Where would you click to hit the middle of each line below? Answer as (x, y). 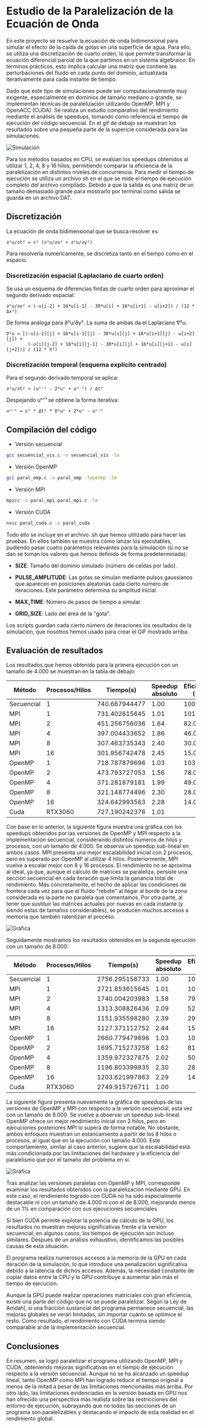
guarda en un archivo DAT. (39, 197)
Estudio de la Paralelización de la (90, 11)
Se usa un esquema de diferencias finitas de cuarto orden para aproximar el (100, 289)
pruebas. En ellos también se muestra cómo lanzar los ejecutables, (89, 541)
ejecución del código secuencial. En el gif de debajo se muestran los (91, 123)
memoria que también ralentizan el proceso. (61, 917)
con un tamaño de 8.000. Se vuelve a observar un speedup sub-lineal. (93, 1115)
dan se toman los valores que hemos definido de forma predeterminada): (97, 554)
